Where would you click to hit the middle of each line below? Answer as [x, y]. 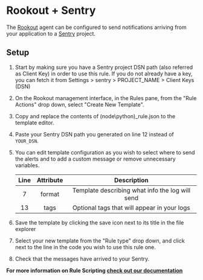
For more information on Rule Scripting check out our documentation [95, 270]
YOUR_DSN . [27, 141]
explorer [25, 229]
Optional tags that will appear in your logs [131, 208]
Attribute [50, 180]
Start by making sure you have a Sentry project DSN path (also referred [104, 67]
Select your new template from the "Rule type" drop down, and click [100, 240]
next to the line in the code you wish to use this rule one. [85, 247]
